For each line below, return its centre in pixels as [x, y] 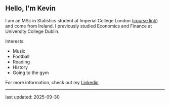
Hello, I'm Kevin [30, 8]
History [20, 67]
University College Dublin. [32, 31]
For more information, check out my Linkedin [52, 82]
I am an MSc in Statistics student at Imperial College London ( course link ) [82, 20]
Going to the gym [31, 73]
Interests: [15, 41]
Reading [21, 62]
